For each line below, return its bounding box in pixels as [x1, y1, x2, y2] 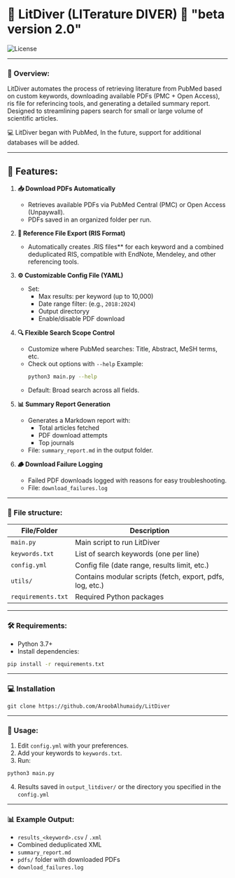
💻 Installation [7, 684, 56, 694]
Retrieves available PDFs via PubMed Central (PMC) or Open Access [27, 201, 226, 209]
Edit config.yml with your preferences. [17, 741, 129, 750]
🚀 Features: [7, 165, 58, 177]
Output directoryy [38, 307, 90, 316]
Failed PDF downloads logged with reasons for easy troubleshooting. [27, 476, 227, 485]
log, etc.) [74, 581, 104, 590]
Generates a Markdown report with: [27, 416, 131, 424]
